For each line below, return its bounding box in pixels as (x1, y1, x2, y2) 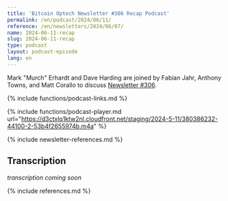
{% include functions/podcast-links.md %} (7, 94, 128, 102)
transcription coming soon (7, 173, 82, 182)
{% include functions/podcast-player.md (7, 107, 122, 115)
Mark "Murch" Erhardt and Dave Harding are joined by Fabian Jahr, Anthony (7, 73, 222, 82)
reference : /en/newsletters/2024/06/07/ (7, 23, 125, 29)
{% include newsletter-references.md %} (7, 135, 123, 143)
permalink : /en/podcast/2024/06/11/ (7, 16, 112, 23)
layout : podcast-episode (7, 49, 78, 56)
